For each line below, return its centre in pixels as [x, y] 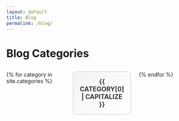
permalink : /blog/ [29, 23]
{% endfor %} [156, 74]
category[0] [102, 89]
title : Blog [21, 18]
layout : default [27, 12]
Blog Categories [48, 53]
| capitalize [102, 97]
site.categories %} [29, 81]
